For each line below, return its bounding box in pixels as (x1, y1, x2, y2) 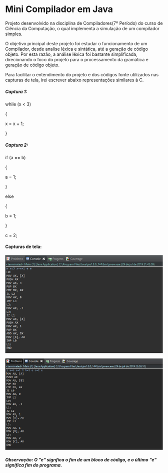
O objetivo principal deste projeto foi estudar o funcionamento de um (5, 40, 147, 46)
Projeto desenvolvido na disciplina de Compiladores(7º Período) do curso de (5, 20, 163, 26)
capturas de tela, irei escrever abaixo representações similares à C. (5, 77, 144, 83)
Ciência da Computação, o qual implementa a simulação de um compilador (5, 25, 160, 31)
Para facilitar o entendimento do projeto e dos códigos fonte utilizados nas (5, 71, 159, 77)
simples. (5, 31, 22, 37)
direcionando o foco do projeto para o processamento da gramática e (5, 56, 148, 62)
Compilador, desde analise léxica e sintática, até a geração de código (5, 46, 148, 52)
